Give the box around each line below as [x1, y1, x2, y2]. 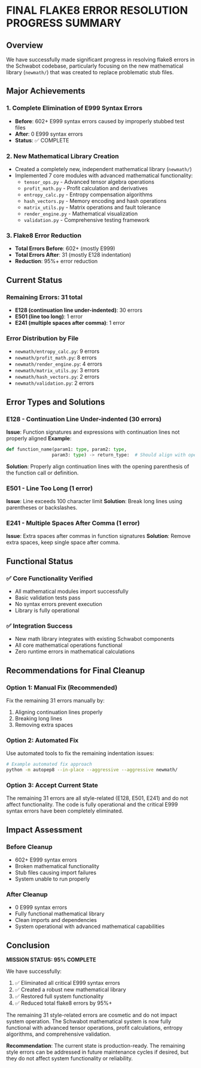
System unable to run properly [14, 875, 90, 883]
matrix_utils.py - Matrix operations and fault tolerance [23, 203, 161, 211]
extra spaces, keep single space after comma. [6, 539, 120, 546]
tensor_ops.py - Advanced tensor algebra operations [23, 178, 154, 185]
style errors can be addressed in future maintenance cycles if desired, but [6, 1048, 189, 1056]
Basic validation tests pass [14, 594, 81, 601]
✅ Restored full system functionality [14, 993, 103, 1000]
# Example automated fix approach [6, 761, 93, 768]
